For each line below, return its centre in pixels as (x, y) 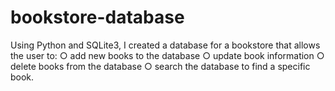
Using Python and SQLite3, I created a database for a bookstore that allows (165, 45)
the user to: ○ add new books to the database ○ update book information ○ (167, 55)
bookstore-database (97, 17)
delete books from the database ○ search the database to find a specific (160, 66)
